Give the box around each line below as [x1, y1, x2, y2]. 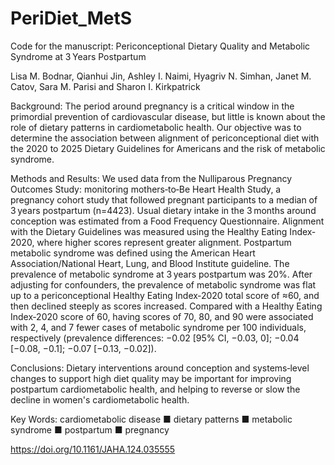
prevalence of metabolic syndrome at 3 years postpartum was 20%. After [10, 268, 313, 280]
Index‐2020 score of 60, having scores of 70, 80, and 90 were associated [10, 310, 314, 322]
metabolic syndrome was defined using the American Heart [10, 247, 256, 259]
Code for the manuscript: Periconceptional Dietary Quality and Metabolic [10, 40, 311, 52]
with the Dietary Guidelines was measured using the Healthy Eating [10, 225, 288, 237]
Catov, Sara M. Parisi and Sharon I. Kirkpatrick [10, 80, 201, 92]
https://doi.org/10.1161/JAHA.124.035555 [10, 443, 176, 455]
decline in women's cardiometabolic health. [10, 393, 190, 406]
